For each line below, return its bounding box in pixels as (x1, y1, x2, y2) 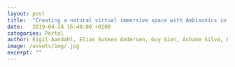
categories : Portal (7, 29, 64, 37)
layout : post (7, 10, 45, 17)
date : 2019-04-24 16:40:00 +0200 (7, 23, 111, 30)
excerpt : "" (7, 50, 42, 57)
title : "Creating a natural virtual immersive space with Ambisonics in (7, 17, 227, 24)
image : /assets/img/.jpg (7, 43, 80, 50)
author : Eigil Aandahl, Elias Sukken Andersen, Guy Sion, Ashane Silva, (7, 36, 224, 43)
